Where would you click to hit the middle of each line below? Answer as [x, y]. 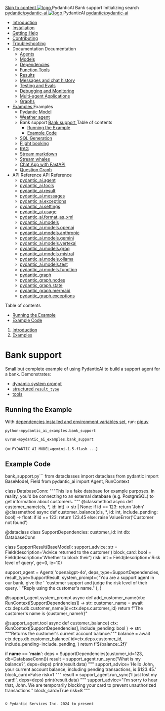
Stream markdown [38, 154]
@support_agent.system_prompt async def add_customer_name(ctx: [75, 597]
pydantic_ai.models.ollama [47, 259]
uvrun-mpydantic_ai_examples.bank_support [49, 439]
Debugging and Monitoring [47, 91]
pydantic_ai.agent [38, 180]
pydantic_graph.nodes [42, 280]
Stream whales [35, 159]
